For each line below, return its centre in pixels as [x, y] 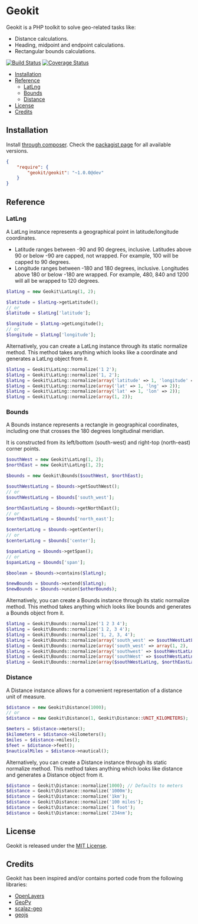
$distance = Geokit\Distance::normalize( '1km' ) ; [67, 796]
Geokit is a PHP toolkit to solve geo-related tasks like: [71, 27]
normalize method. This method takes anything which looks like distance [94, 768]
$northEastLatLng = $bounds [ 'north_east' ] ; [60, 519]
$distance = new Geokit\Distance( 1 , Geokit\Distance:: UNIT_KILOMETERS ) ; [97, 719]
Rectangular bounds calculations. [55, 51]
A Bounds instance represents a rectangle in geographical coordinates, [92, 425]
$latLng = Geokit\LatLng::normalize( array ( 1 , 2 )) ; [70, 397]
